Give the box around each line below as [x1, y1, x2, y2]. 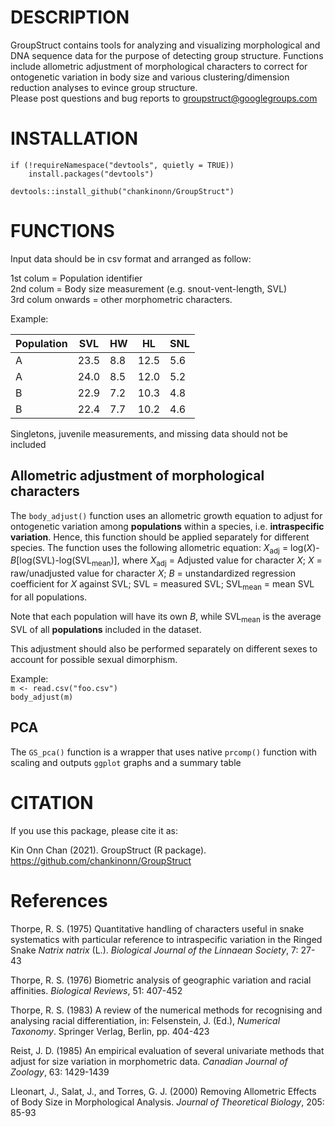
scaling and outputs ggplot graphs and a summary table [10, 756, 242, 768]
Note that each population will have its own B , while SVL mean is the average [10, 611, 322, 625]
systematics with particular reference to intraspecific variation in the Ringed [10, 933, 323, 945]
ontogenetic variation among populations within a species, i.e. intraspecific [10, 520, 325, 532]
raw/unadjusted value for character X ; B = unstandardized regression [10, 567, 296, 580]
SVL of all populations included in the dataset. [10, 623, 202, 635]
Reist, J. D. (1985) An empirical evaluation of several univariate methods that [10, 1044, 325, 1056]
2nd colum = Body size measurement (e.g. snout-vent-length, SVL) [10, 282, 288, 295]
